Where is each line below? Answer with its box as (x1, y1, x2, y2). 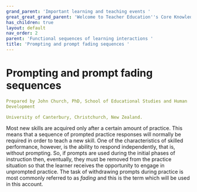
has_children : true (6, 19, 54, 25)
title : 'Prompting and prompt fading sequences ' (6, 42, 130, 47)
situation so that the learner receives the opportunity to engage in (6, 162, 165, 169)
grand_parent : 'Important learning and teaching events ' (6, 8, 151, 15)
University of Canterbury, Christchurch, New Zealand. (6, 114, 143, 120)
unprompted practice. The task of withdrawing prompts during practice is (6, 168, 184, 176)
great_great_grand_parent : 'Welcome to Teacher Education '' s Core (6, 14, 172, 20)
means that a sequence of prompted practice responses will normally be (6, 131, 182, 138)
